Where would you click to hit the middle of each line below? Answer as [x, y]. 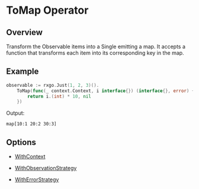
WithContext [30, 157]
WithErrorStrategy [37, 179]
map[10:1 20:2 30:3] [32, 124]
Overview [25, 32]
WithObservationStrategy [46, 168]
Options [21, 142]
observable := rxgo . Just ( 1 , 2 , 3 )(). [53, 85]
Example [23, 72]
